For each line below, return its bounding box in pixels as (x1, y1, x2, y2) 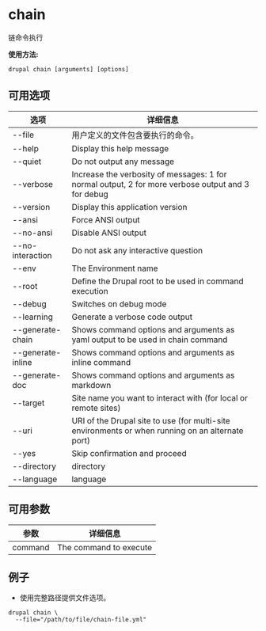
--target (12, 397, 45, 409)
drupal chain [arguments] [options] (8, 65, 129, 73)
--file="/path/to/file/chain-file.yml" (15, 616, 147, 624)
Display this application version (71, 201, 188, 212)
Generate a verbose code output (71, 311, 192, 322)
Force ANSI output (71, 214, 140, 225)
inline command (71, 356, 131, 367)
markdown (71, 379, 112, 390)
